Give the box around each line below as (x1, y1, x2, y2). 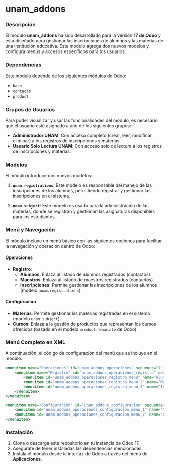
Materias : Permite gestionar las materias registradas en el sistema (12, 310, 150, 316)
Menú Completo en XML (5, 339, 65, 346)
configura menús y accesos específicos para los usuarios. (5, 48, 126, 55)
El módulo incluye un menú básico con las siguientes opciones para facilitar (5, 238, 162, 244)
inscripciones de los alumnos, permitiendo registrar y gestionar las (12, 188, 151, 194)
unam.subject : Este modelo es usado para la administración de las (12, 203, 149, 209)
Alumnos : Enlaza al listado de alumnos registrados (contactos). (20, 271, 152, 277)
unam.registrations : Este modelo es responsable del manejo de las (12, 182, 152, 188)
